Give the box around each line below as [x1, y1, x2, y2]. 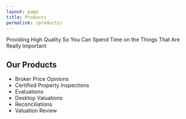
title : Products [6, 14, 46, 20]
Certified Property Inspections [14, 82, 89, 89]
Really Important [6, 42, 46, 49]
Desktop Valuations [14, 95, 63, 102]
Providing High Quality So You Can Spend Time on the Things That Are [6, 36, 180, 43]
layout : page [6, 8, 39, 15]
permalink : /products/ [6, 20, 63, 26]
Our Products [6, 59, 57, 70]
